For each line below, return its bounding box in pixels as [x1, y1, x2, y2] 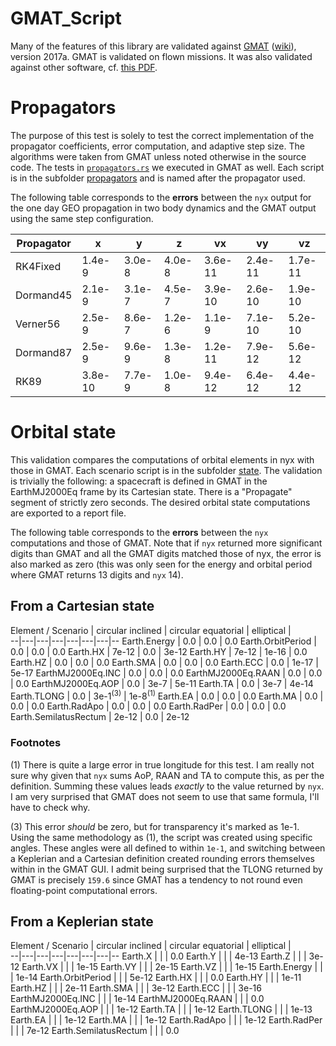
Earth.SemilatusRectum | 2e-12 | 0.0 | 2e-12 [10, 711, 190, 723]
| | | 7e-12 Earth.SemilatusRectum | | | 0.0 [10, 1025, 180, 1037]
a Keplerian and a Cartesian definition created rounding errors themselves [10, 852, 315, 864]
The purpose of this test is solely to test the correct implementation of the [10, 129, 315, 141]
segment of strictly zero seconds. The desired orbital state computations [10, 496, 311, 508]
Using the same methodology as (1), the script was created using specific [10, 831, 313, 843]
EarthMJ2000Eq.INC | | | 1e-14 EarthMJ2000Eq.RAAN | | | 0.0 [10, 993, 265, 1005]
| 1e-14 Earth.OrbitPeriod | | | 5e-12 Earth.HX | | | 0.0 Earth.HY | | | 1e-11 [10, 972, 302, 984]
